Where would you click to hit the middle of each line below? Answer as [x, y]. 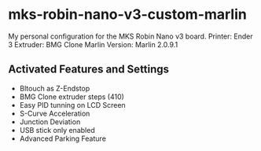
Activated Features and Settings [89, 70]
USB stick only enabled [57, 130]
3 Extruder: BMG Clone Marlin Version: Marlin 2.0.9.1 [93, 44]
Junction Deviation [50, 122]
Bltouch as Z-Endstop [55, 88]
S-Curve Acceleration [55, 113]
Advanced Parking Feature [62, 138]
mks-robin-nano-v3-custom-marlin [128, 15]
